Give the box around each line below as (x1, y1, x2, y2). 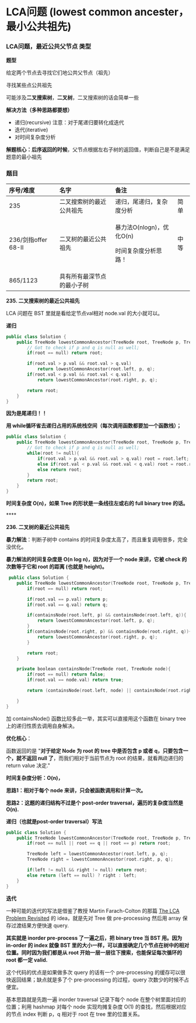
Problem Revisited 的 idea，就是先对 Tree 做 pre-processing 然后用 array (6, 915, 181, 922)
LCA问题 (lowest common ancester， (6, 5, 189, 19)
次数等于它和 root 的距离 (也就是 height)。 (6, 563, 108, 570)
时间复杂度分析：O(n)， (6, 774, 64, 781)
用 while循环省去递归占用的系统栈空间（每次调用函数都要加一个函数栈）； (6, 422, 182, 429)
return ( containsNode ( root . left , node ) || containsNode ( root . (27, 688, 181, 694)
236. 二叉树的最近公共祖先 (6, 524, 70, 531)
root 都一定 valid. (6, 956, 48, 963)
